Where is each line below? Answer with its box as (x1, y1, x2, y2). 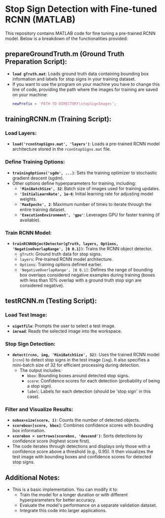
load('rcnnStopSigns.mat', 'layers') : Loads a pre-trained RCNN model (12, 141, 160, 147)
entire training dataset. (19, 206, 66, 212)
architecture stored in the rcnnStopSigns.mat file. (12, 146, 111, 152)
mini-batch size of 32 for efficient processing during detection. (12, 362, 140, 368)
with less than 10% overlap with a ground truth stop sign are (19, 277, 142, 283)
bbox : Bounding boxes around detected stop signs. (27, 372, 130, 378)
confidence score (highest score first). (12, 438, 91, 444)
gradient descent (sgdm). (12, 175, 64, 181)
